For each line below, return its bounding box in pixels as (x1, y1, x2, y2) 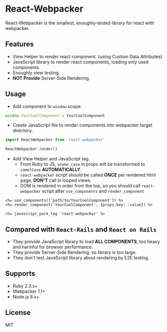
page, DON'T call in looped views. (20, 177, 92, 183)
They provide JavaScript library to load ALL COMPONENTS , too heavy (12, 239, 160, 244)
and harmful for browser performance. (12, 244, 93, 250)
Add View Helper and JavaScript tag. (12, 156, 90, 162)
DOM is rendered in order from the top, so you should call (20, 183, 141, 189)
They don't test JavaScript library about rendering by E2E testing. (12, 255, 149, 260)
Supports (5, 270, 35, 278)
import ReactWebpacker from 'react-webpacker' (5, 138, 105, 143)
